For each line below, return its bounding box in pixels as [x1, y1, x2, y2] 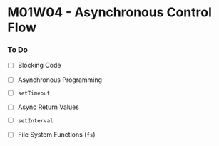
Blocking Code [17, 61, 61, 70]
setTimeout [17, 90, 51, 97]
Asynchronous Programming [17, 75, 102, 84]
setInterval [17, 118, 54, 125]
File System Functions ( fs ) [17, 130, 96, 139]
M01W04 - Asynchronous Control [7, 4, 213, 21]
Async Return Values [17, 103, 80, 111]
